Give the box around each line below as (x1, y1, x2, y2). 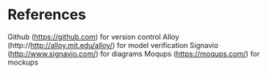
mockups (7, 57, 39, 67)
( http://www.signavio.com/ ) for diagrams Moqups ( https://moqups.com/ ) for (7, 49, 260, 58)
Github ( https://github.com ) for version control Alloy (7, 32, 179, 41)
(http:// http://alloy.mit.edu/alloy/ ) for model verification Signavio (7, 40, 219, 49)
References (7, 6, 86, 24)
